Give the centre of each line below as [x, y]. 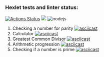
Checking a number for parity [43, 28]
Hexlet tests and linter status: [42, 7]
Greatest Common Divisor [39, 39]
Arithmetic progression [36, 44]
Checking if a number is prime [43, 50]
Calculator [23, 34]
